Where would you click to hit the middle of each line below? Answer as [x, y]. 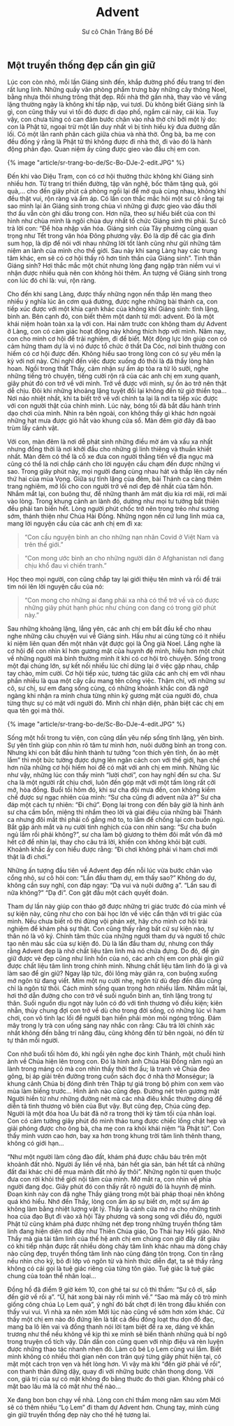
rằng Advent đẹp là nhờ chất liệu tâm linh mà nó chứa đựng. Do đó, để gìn [114, 951]
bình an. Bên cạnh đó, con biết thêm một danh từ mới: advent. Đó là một [111, 317]
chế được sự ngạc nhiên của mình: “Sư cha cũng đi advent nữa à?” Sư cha [114, 797]
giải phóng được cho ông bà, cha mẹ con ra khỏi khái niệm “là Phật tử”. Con [116, 1128]
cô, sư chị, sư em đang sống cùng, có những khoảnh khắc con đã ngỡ [108, 688]
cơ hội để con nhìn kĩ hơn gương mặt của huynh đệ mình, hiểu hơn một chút [116, 651]
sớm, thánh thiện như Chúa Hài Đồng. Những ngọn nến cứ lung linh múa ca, [116, 516]
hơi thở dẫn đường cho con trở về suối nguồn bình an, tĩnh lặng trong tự [110, 996]
